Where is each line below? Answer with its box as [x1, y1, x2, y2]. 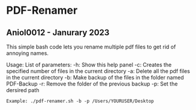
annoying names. [6, 50, 49, 57]
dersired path [6, 87, 40, 93]
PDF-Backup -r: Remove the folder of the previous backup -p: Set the [6, 80, 178, 87]
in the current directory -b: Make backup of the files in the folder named [6, 74, 184, 81]
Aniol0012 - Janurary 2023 [6, 27, 110, 38]
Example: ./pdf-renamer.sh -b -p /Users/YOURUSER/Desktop [6, 98, 154, 104]
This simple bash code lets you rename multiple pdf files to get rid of [6, 43, 176, 50]
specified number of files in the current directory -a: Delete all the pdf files [6, 68, 191, 75]
